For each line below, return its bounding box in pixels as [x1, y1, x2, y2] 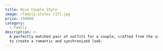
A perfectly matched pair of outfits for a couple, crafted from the [9, 34, 153, 39]
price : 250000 [5, 16, 34, 21]
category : [5, 20, 25, 26]
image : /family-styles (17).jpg [5, 12, 70, 17]
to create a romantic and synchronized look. [9, 39, 103, 44]
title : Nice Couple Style [5, 7, 57, 12]
